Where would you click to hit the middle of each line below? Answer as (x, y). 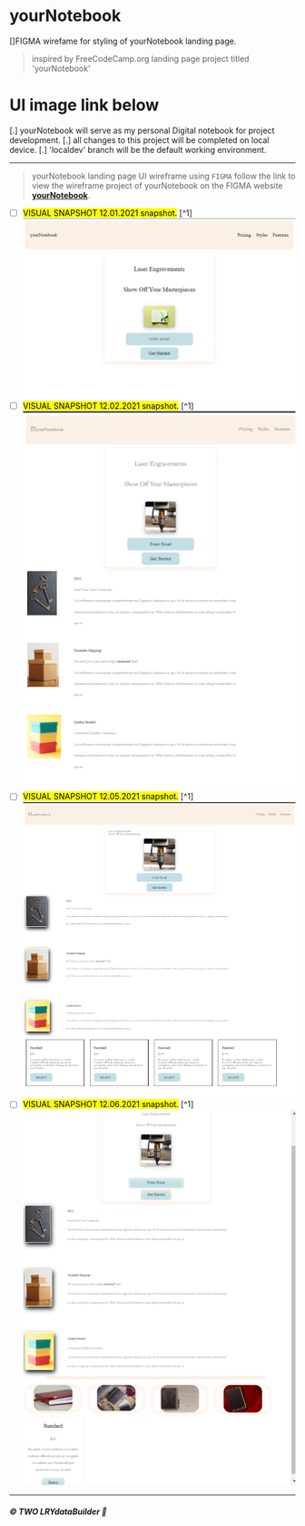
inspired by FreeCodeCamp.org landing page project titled (140, 58)
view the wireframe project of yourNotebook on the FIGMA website (157, 185)
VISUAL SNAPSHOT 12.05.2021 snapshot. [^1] (108, 797)
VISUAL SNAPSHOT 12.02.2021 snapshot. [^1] (108, 405)
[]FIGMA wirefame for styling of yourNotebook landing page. (123, 41)
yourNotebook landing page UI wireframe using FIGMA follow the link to (164, 176)
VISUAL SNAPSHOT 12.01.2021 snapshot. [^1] (107, 213)
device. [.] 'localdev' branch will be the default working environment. (138, 149)
